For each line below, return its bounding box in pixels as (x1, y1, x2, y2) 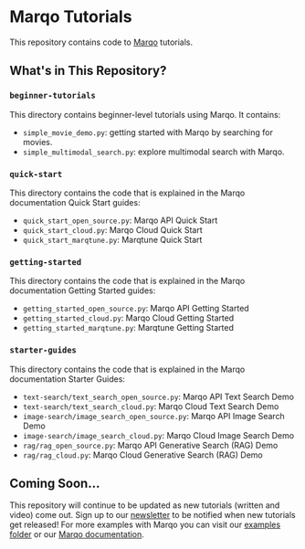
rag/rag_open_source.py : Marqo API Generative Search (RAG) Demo (22, 439, 279, 450)
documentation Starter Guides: (9, 373, 126, 385)
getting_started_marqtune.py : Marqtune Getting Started (22, 322, 235, 333)
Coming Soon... (9, 475, 100, 491)
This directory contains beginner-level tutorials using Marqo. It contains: (9, 109, 281, 120)
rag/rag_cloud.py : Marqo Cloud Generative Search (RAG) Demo (22, 449, 263, 460)
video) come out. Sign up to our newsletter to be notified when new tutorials (9, 510, 297, 521)
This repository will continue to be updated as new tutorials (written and (9, 500, 280, 511)
